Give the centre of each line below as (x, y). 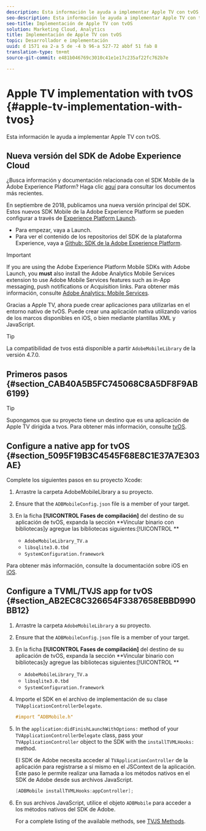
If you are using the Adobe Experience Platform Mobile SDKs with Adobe (98, 267)
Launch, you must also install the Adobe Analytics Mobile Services (91, 273)
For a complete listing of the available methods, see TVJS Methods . (100, 821)
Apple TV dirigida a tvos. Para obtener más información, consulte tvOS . (97, 427)
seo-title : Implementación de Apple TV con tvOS (70, 23)
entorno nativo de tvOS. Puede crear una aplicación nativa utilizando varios (102, 311)
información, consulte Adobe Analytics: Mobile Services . (78, 293)
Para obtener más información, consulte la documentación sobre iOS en (97, 565)
